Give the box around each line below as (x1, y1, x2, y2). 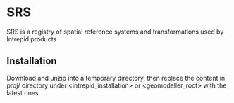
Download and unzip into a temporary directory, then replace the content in (6, 74, 226, 82)
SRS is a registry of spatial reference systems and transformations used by (6, 27, 224, 36)
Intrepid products (6, 34, 57, 43)
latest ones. (6, 88, 41, 97)
